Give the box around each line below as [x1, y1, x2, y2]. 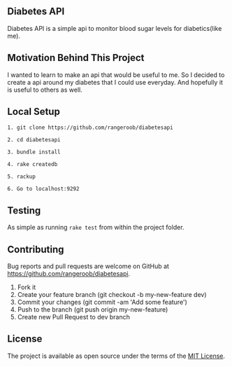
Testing [7, 205, 41, 216]
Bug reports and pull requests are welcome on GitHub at [7, 262, 170, 270]
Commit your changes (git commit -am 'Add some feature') [17, 298, 187, 307]
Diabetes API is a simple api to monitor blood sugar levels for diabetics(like [7, 24, 222, 32]
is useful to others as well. [7, 85, 82, 94]
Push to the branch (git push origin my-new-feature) [17, 305, 168, 314]
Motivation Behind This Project [7, 52, 145, 64]
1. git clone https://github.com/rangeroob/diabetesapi [7, 124, 173, 132]
